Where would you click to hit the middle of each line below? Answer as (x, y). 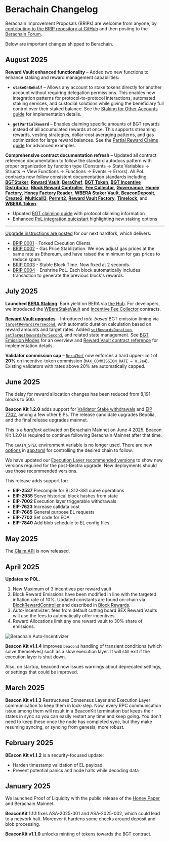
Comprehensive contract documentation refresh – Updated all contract (81, 155)
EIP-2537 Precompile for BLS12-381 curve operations (68, 491)
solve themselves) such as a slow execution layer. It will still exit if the (78, 651)
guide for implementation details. (47, 114)
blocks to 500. (20, 399)
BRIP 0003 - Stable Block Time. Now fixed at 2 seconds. (71, 265)
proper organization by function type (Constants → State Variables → (77, 166)
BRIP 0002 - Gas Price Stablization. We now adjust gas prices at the (83, 248)
